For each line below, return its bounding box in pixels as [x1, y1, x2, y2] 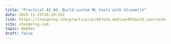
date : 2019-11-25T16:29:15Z [5, 12, 65, 17]
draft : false [5, 31, 33, 36]
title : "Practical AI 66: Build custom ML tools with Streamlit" [5, 7, 147, 13]
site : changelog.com [5, 21, 49, 27]
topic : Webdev [5, 26, 36, 31]
